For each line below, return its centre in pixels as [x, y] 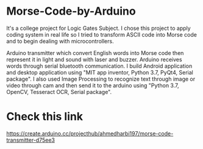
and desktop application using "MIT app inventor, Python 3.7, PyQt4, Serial [100, 72]
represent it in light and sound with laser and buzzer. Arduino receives [94, 59]
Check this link [45, 117]
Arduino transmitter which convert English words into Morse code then [95, 53]
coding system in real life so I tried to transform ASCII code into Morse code [101, 34]
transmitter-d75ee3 [31, 140]
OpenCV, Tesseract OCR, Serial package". [59, 92]
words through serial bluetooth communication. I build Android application [99, 66]
